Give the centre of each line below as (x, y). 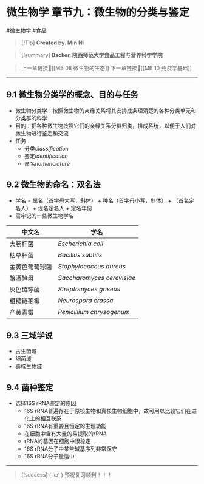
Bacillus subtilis (80, 254)
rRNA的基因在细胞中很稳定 (57, 441)
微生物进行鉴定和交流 (42, 133)
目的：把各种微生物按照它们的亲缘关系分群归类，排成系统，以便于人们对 (105, 126)
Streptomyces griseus (89, 289)
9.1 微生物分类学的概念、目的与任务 (72, 95)
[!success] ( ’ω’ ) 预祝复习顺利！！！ (67, 475)
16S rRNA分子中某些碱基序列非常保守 (70, 449)
